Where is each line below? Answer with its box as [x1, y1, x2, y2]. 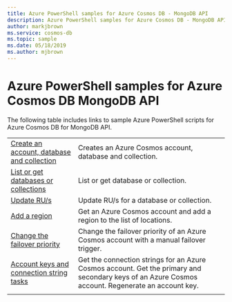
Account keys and [10, 259, 69, 269]
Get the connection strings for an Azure [78, 254, 206, 264]
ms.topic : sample [7, 36, 57, 43]
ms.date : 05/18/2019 [7, 42, 67, 49]
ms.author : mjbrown [7, 49, 64, 56]
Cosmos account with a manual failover [78, 235, 206, 245]
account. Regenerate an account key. [78, 281, 199, 290]
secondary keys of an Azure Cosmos [78, 272, 198, 281]
